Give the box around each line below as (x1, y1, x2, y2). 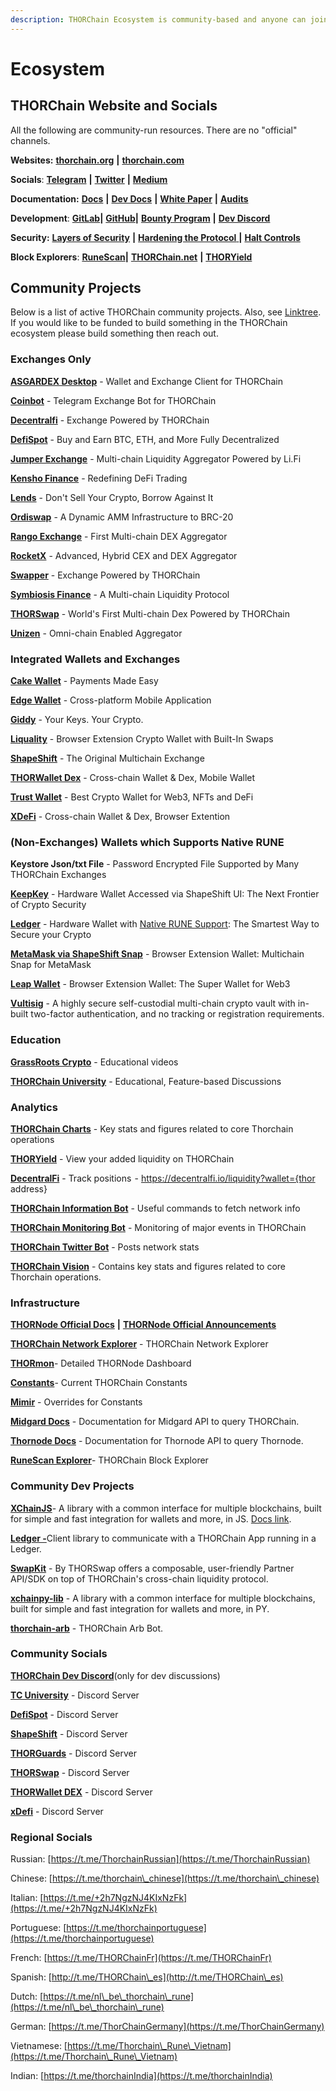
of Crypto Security (10, 899, 87, 911)
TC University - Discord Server (10, 1689, 140, 1701)
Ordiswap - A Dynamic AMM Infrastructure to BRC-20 (10, 511, 234, 523)
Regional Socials (10, 1830, 93, 1844)
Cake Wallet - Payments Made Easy (10, 675, 159, 687)
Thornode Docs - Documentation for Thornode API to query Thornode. (10, 1435, 304, 1447)
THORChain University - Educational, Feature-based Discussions (10, 1075, 282, 1087)
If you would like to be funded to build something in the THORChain (10, 317, 288, 329)
